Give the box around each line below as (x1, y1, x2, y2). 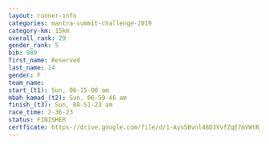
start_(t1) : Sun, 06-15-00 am (8, 86, 110, 94)
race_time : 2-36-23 (8, 109, 74, 117)
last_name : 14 (8, 64, 56, 72)
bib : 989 (8, 49, 38, 57)
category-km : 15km (8, 26, 70, 34)
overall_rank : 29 (8, 34, 66, 42)
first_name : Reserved (8, 57, 81, 65)
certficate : (8, 123, 48, 131)
